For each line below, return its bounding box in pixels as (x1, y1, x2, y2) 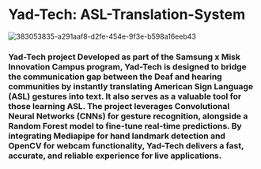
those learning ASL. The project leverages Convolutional (8, 100, 230, 111)
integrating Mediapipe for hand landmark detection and (8, 130, 225, 141)
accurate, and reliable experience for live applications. (8, 150, 222, 161)
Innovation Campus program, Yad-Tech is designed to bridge (8, 61, 247, 72)
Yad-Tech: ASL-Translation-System (8, 6, 246, 24)
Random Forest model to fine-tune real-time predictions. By (8, 120, 243, 131)
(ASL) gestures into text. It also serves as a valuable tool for (8, 91, 242, 102)
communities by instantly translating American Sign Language (8, 81, 254, 92)
